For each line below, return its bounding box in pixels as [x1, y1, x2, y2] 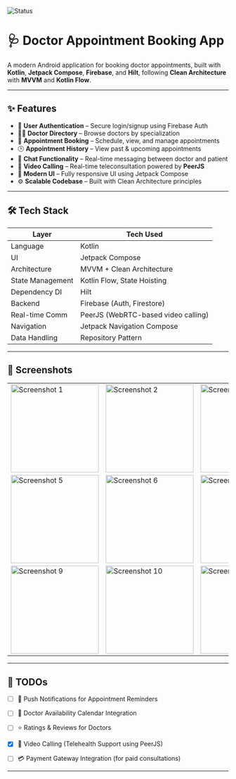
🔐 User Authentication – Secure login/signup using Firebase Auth [17, 121, 209, 130]
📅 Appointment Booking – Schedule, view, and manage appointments [17, 136, 220, 144]
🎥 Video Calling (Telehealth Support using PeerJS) [17, 740, 164, 748]
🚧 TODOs [7, 676, 48, 688]
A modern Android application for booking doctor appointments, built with [7, 61, 221, 69]
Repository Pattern [80, 332, 143, 342]
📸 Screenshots [7, 363, 73, 376]
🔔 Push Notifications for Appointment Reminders [17, 694, 158, 704]
